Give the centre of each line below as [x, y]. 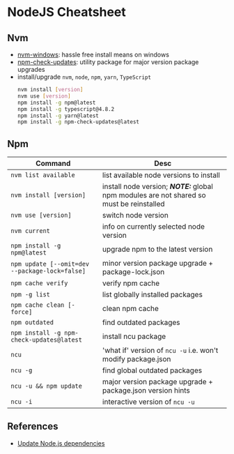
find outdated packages [141, 323]
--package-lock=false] [48, 271]
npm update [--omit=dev [50, 264]
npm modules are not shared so [154, 195]
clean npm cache [130, 309]
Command [53, 163]
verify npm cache [131, 283]
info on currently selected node [154, 227]
